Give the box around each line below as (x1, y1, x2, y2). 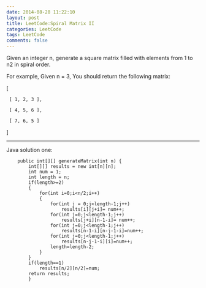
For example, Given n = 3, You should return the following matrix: (6, 73, 170, 80)
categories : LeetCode (6, 26, 62, 32)
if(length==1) (28, 260, 64, 266)
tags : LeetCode (6, 32, 45, 38)
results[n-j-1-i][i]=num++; (61, 238, 133, 244)
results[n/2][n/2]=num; (39, 265, 100, 271)
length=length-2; (50, 244, 95, 250)
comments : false (6, 37, 48, 44)
